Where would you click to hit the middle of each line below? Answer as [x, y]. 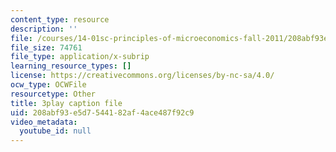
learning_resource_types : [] [71, 66]
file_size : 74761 [46, 47]
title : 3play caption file [66, 103]
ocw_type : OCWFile [48, 85]
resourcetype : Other [53, 94]
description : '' [44, 29]
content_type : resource [60, 19]
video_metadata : [44, 122]
